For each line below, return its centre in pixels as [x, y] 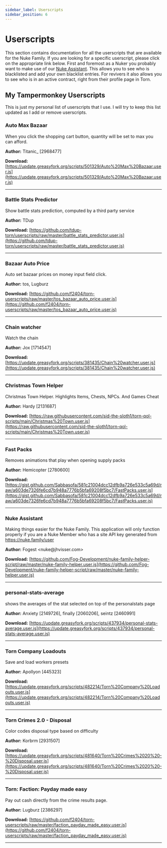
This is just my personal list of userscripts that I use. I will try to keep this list [83, 107]
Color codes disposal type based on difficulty [52, 731]
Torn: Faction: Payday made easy [46, 789]
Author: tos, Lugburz [27, 284]
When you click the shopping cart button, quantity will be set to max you [79, 136]
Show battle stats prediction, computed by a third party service [70, 211]
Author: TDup [19, 220]
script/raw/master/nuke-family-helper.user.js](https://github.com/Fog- [77, 565]
